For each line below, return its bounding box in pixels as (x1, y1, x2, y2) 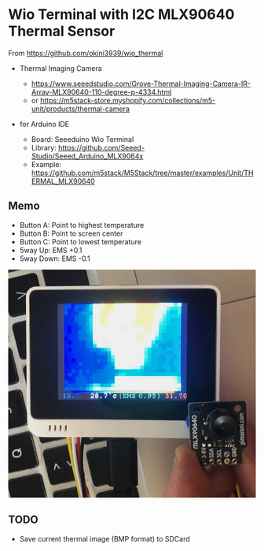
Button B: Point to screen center (19, 229, 123, 238)
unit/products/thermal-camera (31, 104, 130, 114)
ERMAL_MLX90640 (31, 176, 96, 186)
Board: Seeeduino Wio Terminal (31, 134, 134, 143)
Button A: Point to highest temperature (19, 220, 145, 229)
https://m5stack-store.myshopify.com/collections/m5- (40, 95, 216, 105)
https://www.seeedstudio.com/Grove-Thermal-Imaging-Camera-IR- (31, 79, 251, 88)
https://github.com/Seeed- (57, 143, 145, 152)
